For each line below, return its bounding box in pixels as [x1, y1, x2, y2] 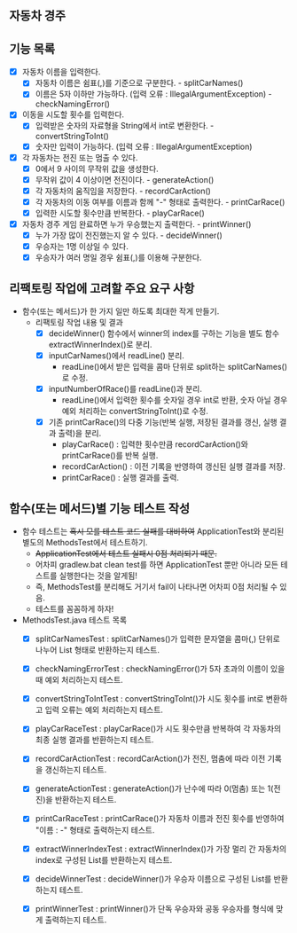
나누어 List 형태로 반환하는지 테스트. [35, 645, 160, 655]
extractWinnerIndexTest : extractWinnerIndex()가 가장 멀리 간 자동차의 [35, 843, 287, 854]
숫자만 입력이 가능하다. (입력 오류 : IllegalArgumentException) [35, 141, 253, 152]
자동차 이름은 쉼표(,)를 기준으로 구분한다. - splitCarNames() [35, 78, 244, 89]
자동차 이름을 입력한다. [21, 67, 101, 77]
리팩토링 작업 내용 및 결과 [35, 318, 124, 328]
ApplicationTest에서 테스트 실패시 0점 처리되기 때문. [35, 548, 217, 559]
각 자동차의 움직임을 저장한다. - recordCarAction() [35, 185, 211, 196]
